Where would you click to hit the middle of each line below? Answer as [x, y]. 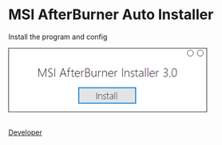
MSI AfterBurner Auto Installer [111, 15]
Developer [25, 132]
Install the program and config [58, 37]
